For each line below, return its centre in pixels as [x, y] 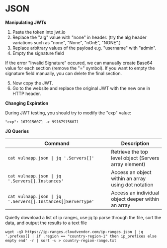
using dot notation [132, 184]
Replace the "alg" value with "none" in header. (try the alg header [79, 37]
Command [57, 143]
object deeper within [135, 199]
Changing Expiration [27, 103]
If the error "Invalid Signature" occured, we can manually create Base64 [79, 63]
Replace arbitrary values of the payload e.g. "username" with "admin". [84, 48]
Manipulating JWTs [26, 22]
